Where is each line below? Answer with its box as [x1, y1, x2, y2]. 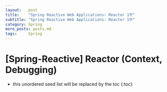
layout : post [5, 7, 38, 13]
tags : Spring [5, 31, 43, 36]
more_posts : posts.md [5, 27, 52, 32]
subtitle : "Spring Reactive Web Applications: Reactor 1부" [5, 17, 135, 22]
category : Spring [5, 21, 43, 27]
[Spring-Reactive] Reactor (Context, [5, 53, 162, 65]
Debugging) [5, 64, 57, 76]
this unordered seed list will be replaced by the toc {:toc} [12, 81, 133, 87]
